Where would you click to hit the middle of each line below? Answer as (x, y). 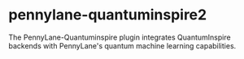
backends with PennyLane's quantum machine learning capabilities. (122, 45)
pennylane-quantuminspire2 (108, 15)
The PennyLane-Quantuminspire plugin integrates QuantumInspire (120, 37)
